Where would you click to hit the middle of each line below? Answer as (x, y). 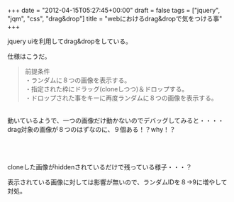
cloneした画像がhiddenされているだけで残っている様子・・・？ (100, 167)
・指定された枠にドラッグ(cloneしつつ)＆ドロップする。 (106, 89)
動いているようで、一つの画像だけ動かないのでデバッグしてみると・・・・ (116, 120)
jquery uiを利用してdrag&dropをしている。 (70, 41)
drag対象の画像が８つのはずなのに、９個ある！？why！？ (91, 129)
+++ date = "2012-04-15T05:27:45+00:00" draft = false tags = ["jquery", (114, 10)
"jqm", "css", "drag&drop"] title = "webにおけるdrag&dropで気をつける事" (115, 18)
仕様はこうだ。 (29, 56)
